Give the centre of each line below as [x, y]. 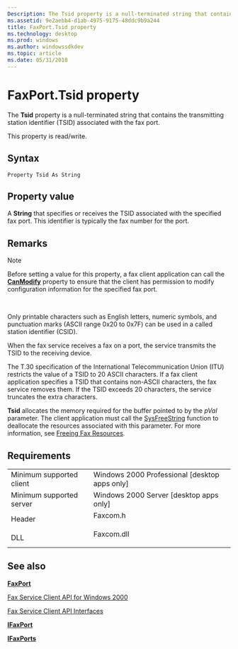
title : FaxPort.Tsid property [52, 27]
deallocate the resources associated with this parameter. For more [104, 426]
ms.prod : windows [33, 40]
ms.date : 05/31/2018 [38, 60]
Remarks [28, 243]
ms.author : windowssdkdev [45, 47]
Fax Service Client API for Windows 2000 [68, 597]
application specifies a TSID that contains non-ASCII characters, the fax [112, 382]
